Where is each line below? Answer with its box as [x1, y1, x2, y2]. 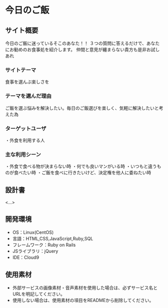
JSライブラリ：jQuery [12, 248, 59, 254]
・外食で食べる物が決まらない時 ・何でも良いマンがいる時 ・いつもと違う [5, 163, 157, 169]
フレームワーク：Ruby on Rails [12, 241, 76, 248]
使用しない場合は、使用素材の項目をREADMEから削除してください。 [12, 297, 154, 303]
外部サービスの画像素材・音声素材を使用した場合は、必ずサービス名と [12, 284, 158, 290]
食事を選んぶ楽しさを [5, 79, 49, 85]
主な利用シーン [5, 151, 41, 158]
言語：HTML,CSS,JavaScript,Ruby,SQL [12, 235, 94, 241]
